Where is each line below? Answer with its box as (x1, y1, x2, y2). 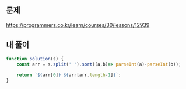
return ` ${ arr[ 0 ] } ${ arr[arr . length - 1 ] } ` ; (16, 72, 121, 78)
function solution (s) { (6, 56, 64, 61)
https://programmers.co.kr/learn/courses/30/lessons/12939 (6, 21, 150, 28)
